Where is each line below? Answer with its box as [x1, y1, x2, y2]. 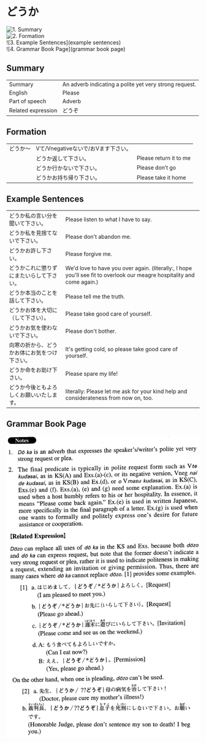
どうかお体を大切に [9, 306, 58, 314]
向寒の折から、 [9, 341, 47, 348]
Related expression [9, 106, 58, 114]
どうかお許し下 [9, 246, 47, 254]
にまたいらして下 [9, 271, 52, 279]
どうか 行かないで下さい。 [36, 164, 101, 171]
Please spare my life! [65, 370, 118, 377]
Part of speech [9, 98, 47, 104]
